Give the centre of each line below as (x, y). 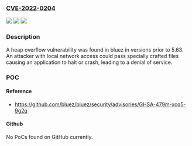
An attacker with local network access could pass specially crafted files (92, 56)
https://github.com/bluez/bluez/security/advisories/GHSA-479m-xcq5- (100, 104)
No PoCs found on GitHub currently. (49, 137)
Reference (19, 91)
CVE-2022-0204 (31, 8)
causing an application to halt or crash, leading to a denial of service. (89, 62)
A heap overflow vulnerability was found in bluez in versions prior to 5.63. (95, 50)
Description (23, 37)
